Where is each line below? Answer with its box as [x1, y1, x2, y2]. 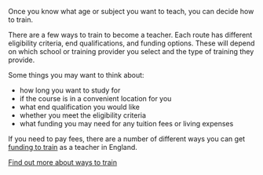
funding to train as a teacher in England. [8, 143, 137, 151]
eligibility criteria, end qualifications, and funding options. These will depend [8, 38, 255, 48]
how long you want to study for [19, 86, 121, 95]
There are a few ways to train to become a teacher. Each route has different [8, 31, 253, 39]
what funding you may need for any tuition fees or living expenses [19, 119, 234, 128]
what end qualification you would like [19, 102, 140, 111]
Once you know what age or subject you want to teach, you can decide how [8, 7, 254, 16]
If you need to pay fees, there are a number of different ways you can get [8, 134, 246, 144]
